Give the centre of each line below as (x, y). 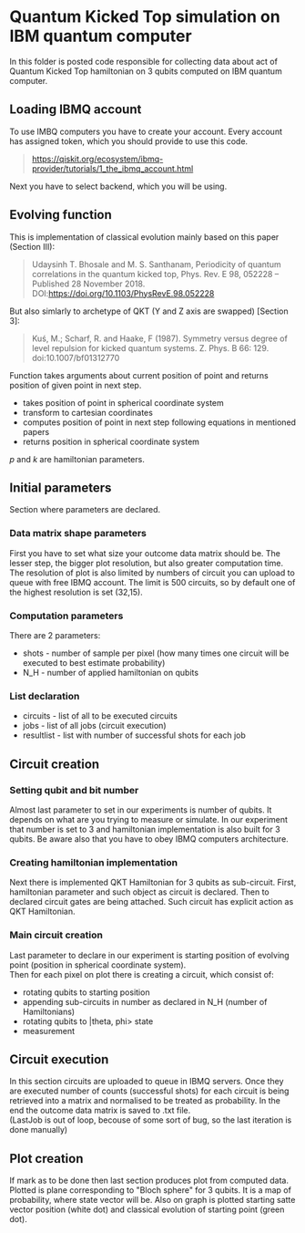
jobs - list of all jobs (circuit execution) (94, 726)
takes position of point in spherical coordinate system (123, 402)
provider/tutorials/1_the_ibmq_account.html (112, 168)
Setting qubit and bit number (74, 790)
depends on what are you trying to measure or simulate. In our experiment (149, 819)
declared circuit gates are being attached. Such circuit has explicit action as (152, 902)
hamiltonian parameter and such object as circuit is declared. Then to (140, 892)
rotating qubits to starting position (86, 992)
